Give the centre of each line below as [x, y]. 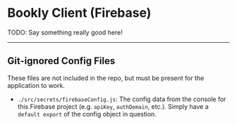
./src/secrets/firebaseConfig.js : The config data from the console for [122, 99]
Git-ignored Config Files [61, 61]
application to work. [36, 85]
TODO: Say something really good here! [65, 32]
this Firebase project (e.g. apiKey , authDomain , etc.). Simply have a [113, 106]
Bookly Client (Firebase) [79, 13]
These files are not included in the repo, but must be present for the [106, 78]
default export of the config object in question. [87, 114]
